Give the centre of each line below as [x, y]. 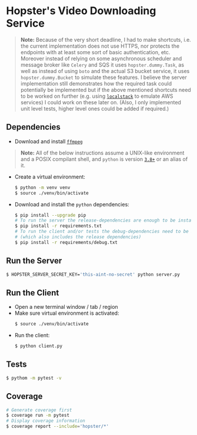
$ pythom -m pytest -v [34, 378]
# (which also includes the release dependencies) [78, 237]
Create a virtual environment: [50, 177]
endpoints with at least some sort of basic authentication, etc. [95, 52]
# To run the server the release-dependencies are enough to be [95, 220]
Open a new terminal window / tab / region [66, 307]
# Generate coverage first [39, 410]
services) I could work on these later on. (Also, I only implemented [101, 102]
